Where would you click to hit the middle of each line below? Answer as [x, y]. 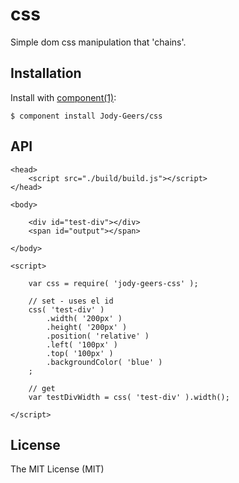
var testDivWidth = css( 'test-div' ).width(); [129, 397]
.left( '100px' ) [82, 344]
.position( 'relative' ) [98, 336]
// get [42, 388]
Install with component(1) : [63, 97]
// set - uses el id [71, 301]
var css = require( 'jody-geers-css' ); [113, 283]
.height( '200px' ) [87, 327]
